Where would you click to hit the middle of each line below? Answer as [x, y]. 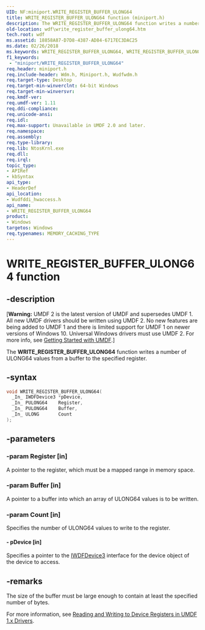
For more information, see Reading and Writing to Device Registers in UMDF [102, 614]
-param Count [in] [34, 515]
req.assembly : [24, 137]
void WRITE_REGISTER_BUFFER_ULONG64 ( [54, 392]
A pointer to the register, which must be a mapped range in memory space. [101, 470]
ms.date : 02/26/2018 [33, 46]
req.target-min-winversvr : [41, 92]
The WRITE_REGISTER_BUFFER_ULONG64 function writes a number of [97, 351]
